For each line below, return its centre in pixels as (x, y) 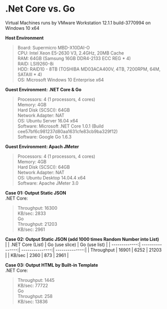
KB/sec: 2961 (31, 229)
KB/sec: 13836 (33, 301)
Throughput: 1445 (36, 280)
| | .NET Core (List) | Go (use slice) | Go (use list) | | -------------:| (73, 244)
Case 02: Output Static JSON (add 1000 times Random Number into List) (82, 239)
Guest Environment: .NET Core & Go (43, 89)
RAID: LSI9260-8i (36, 64)
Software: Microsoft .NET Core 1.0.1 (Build (60, 126)
